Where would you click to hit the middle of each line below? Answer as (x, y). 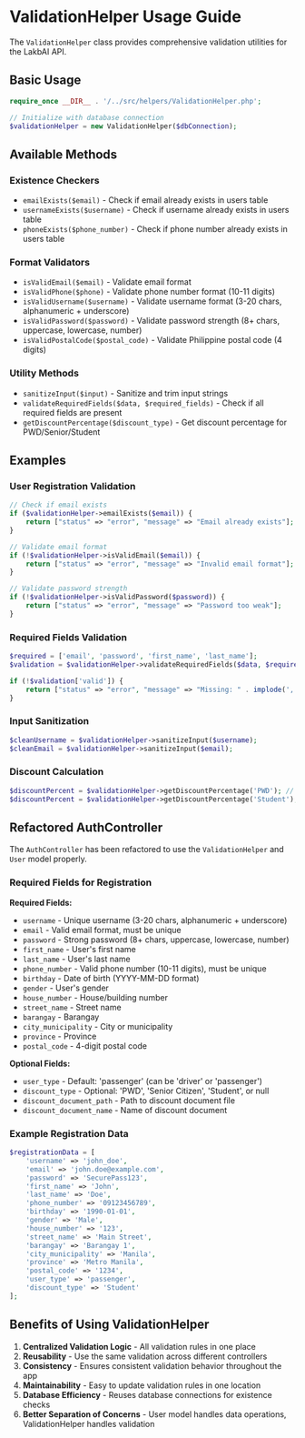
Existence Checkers (54, 180)
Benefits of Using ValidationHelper (109, 1325)
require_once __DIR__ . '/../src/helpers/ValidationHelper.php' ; (135, 101)
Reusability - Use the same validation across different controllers (145, 1356)
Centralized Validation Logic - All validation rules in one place (139, 1346)
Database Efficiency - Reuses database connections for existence (147, 1394)
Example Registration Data (69, 1133)
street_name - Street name (72, 1007)
